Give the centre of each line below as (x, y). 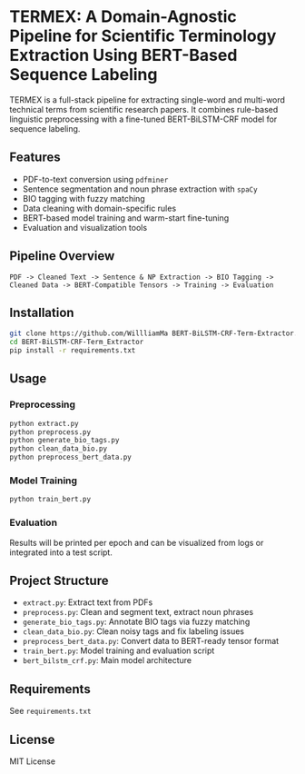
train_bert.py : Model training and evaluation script (118, 650)
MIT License (33, 761)
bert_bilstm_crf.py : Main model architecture (107, 660)
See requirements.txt (50, 711)
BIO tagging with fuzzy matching (84, 198)
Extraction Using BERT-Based (123, 55)
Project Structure (59, 580)
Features (35, 158)
